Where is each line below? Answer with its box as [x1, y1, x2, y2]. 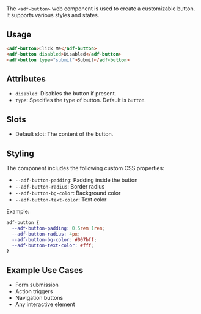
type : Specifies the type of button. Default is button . [15, 97, 147, 104]
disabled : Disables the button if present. [15, 90, 117, 97]
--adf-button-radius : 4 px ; [12, 231, 81, 237]
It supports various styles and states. [6, 12, 100, 19]
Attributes [6, 74, 46, 84]
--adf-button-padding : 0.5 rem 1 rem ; [12, 225, 105, 231]
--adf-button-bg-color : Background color [15, 189, 121, 197]
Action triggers [15, 288, 53, 295]
